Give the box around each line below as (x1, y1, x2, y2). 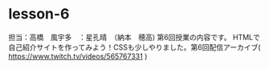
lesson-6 (8, 5, 70, 23)
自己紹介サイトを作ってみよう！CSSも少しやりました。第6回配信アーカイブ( (8, 42, 261, 52)
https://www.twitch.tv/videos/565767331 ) (8, 51, 148, 61)
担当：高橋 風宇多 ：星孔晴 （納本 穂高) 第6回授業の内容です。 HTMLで (8, 32, 261, 42)
